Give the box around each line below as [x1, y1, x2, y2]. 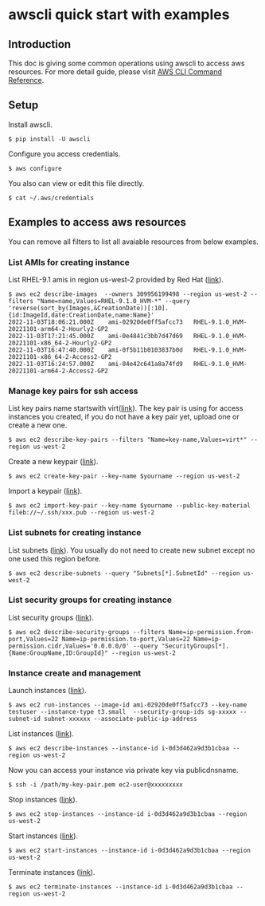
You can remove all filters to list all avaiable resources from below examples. [8, 237, 259, 246]
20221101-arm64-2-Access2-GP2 [8, 367, 109, 375]
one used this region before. [8, 553, 101, 563]
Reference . [8, 76, 45, 85]
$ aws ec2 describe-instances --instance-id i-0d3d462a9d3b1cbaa [8, 744, 229, 753]
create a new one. [8, 420, 68, 430]
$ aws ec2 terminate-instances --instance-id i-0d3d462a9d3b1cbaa [8, 883, 233, 891]
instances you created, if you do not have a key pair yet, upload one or [8, 412, 240, 422]
